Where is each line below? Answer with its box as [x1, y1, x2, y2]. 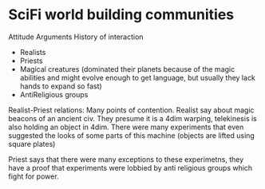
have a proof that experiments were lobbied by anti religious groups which [8, 163, 253, 172]
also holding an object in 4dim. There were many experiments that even [8, 122, 244, 132]
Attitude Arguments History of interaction [8, 32, 144, 41]
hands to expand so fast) [19, 81, 102, 91]
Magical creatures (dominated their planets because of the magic [19, 64, 235, 73]
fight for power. [8, 171, 59, 181]
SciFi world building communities [8, 6, 235, 24]
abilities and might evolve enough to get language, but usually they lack [19, 73, 255, 82]
